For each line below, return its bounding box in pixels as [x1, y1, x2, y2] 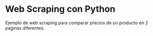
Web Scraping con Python [5, 3, 116, 15]
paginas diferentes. [5, 25, 45, 31]
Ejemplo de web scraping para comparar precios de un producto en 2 [5, 20, 149, 26]
